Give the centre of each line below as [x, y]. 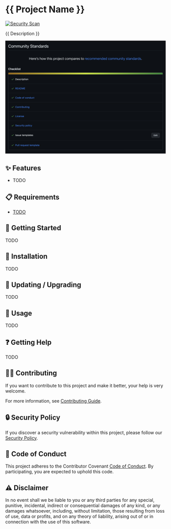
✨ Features [23, 168]
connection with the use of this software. [48, 522]
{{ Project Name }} [45, 9]
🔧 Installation [26, 257]
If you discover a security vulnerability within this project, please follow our [84, 432]
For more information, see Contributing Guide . [53, 401]
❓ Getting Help [28, 342]
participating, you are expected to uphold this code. [60, 472]
